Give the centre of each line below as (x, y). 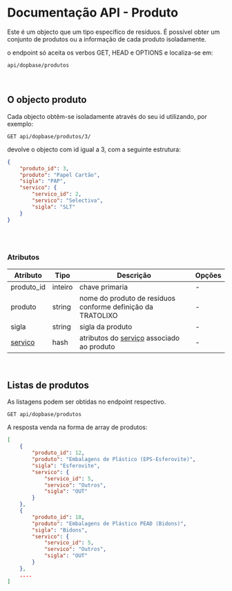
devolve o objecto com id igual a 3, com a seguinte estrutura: (94, 149)
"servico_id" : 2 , (57, 194)
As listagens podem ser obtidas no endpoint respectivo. (87, 402)
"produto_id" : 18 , (58, 517)
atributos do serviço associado (129, 338)
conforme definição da (116, 307)
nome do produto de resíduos (127, 298)
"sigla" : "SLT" (54, 207)
